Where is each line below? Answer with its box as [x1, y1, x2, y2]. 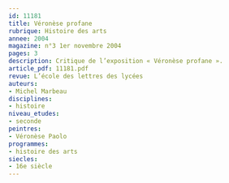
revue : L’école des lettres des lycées [8, 72, 144, 80]
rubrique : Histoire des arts [8, 27, 107, 35]
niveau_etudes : [8, 110, 60, 118]
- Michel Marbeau [8, 87, 67, 96]
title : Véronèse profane [8, 19, 93, 28]
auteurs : [8, 79, 38, 87]
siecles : [8, 155, 38, 163]
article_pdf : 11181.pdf [8, 65, 89, 73]
